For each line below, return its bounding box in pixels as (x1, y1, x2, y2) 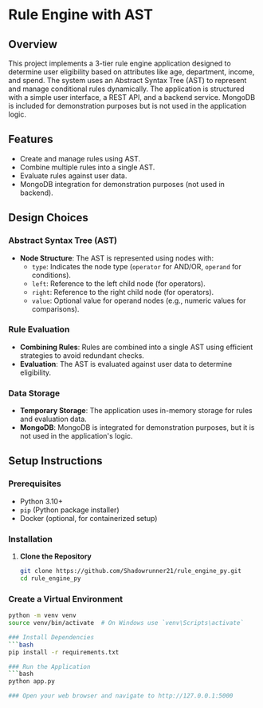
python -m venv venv (8, 611, 77, 620)
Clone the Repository (19, 551, 92, 561)
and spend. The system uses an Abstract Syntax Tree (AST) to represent (8, 76, 247, 85)
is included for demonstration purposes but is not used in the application (8, 101, 247, 110)
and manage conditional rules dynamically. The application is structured (8, 84, 245, 93)
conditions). (31, 270, 72, 280)
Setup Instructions (8, 454, 103, 468)
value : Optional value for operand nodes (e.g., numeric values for (31, 296, 246, 305)
